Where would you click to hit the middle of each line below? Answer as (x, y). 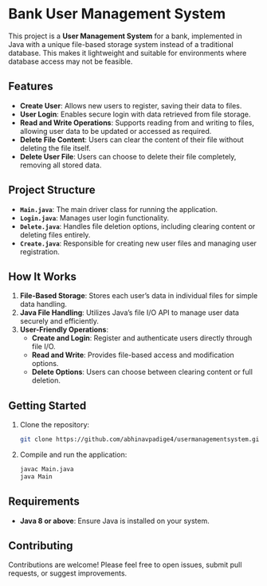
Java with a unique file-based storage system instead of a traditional (121, 44)
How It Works (43, 276)
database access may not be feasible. (71, 61)
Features (31, 87)
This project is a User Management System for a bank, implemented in (125, 36)
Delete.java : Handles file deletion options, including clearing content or (137, 226)
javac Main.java (47, 470)
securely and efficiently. (59, 321)
